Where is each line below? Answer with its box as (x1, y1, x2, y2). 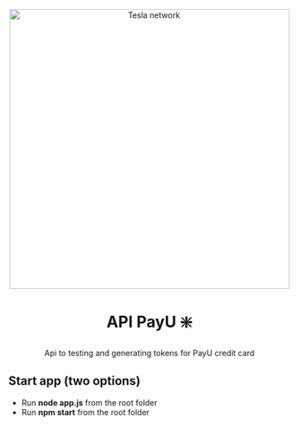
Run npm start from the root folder (21, 406, 149, 417)
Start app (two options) (8, 373, 141, 388)
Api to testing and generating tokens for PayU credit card (44, 347, 255, 358)
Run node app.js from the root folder (21, 397, 158, 408)
